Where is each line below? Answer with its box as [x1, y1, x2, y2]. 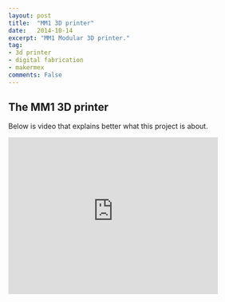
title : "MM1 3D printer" [8, 19, 94, 27]
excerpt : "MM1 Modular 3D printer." [8, 33, 130, 42]
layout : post [8, 11, 52, 20]
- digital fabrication [8, 57, 84, 65]
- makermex [8, 64, 45, 72]
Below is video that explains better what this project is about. [8, 121, 209, 131]
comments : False [8, 71, 62, 79]
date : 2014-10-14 [8, 26, 73, 34]
